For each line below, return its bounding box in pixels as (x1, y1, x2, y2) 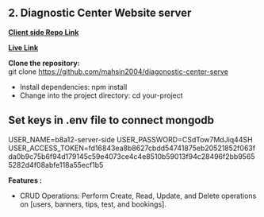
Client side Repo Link (8, 27, 79, 37)
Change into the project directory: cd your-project (19, 91, 183, 100)
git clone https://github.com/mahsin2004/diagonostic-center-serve (8, 67, 228, 76)
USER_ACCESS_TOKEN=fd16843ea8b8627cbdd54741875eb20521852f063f (8, 143, 256, 153)
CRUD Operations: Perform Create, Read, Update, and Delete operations (19, 191, 257, 200)
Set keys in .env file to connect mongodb (8, 114, 215, 127)
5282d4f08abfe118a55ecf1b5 (8, 160, 104, 169)
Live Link (8, 43, 39, 52)
